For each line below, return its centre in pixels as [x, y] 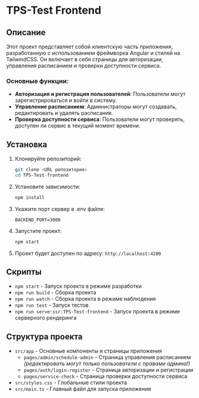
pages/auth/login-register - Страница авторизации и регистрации [108, 370]
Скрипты [24, 272]
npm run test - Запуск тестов [52, 305]
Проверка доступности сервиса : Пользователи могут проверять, [99, 119]
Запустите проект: [38, 231]
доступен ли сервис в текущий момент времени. [77, 126]
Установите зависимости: [47, 186]
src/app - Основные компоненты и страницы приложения [88, 351]
